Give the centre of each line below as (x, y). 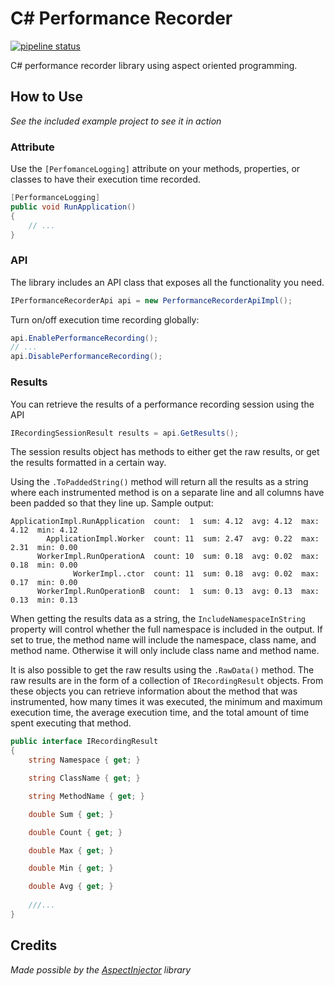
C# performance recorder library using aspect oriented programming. (154, 65)
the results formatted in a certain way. (88, 463)
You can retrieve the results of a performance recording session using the (162, 404)
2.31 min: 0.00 (44, 548)
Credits (34, 945)
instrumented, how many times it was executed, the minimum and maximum (166, 702)
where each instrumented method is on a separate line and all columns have (167, 493)
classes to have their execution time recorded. (106, 179)
